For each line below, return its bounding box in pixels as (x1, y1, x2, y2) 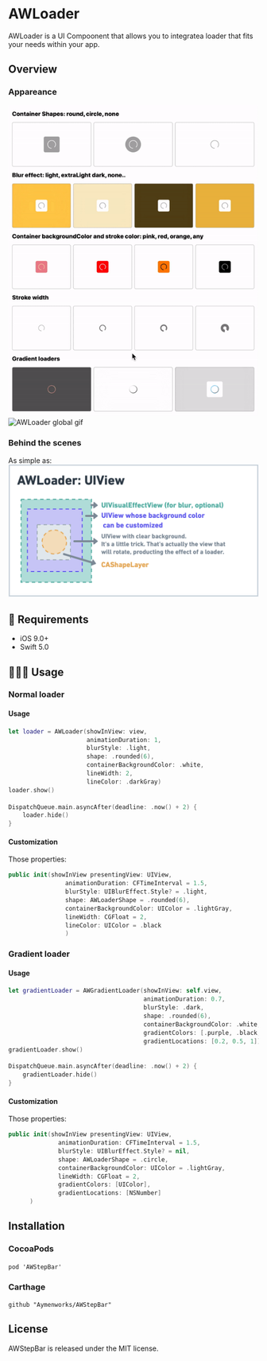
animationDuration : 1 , (86, 736, 161, 744)
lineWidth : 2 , (86, 769, 133, 778)
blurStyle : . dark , (143, 1004, 204, 1012)
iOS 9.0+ (19, 634, 49, 644)
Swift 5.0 (19, 642, 49, 652)
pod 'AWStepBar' (8, 1262, 62, 1271)
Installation (8, 1219, 65, 1233)
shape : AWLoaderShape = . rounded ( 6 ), (64, 896, 191, 904)
